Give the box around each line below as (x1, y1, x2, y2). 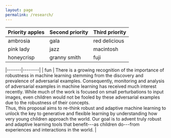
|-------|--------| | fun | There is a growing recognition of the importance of (5, 67, 164, 73)
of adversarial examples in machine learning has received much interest (5, 83, 157, 89)
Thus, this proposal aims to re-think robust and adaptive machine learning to (5, 105, 166, 111)
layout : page (5, 7, 33, 13)
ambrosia (8, 37, 31, 44)
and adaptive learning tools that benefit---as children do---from (5, 121, 140, 127)
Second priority (49, 29, 88, 36)
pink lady (8, 45, 30, 53)
